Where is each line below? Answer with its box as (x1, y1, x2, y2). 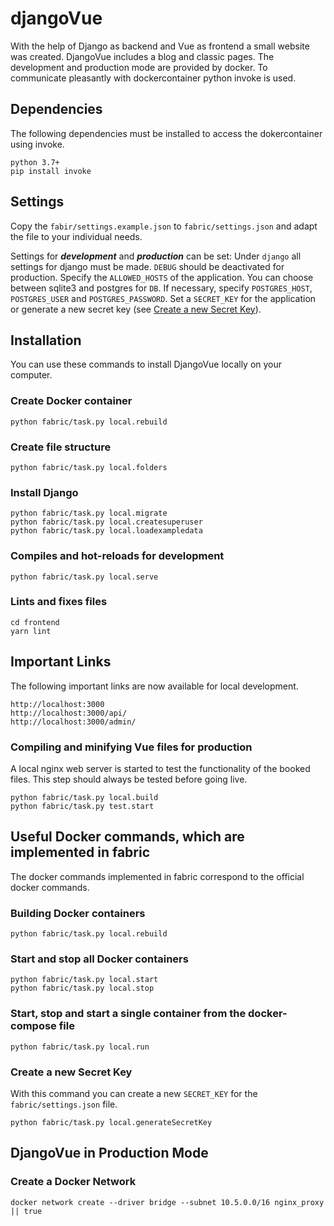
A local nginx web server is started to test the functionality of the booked (10, 762, 311, 774)
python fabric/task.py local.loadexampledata (10, 526, 203, 536)
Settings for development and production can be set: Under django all (10, 250, 302, 262)
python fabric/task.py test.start (10, 801, 155, 811)
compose (10, 1019, 57, 1033)
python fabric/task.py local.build (10, 792, 159, 802)
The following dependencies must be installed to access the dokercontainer (10, 127, 323, 139)
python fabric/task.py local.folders (10, 462, 168, 472)
